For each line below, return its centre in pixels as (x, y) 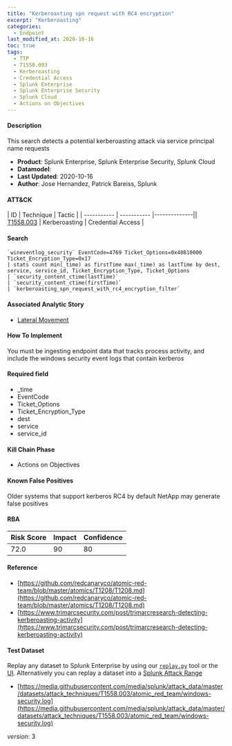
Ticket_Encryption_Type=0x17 (49, 259)
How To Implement (35, 335)
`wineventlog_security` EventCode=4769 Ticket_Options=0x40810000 (105, 253)
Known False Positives (40, 481)
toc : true (21, 46)
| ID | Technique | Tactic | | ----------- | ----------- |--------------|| (102, 215)
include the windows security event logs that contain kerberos (96, 358)
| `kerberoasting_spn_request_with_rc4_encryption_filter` (94, 289)
